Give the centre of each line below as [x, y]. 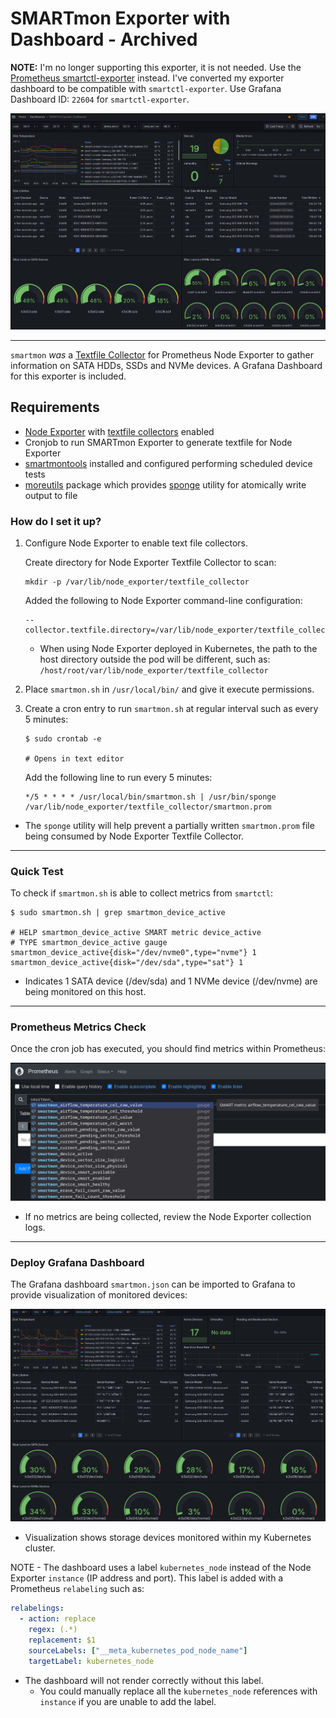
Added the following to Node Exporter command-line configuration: [163, 600]
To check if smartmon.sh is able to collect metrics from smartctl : [142, 893]
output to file [51, 495]
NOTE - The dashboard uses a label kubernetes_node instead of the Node [161, 1568]
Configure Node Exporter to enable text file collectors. [136, 543]
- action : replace [58, 1619]
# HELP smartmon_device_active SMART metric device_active [136, 933]
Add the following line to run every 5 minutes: [118, 777]
